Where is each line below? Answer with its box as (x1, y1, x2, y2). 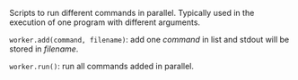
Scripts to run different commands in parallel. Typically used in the (9, 8, 255, 18)
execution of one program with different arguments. (9, 17, 200, 28)
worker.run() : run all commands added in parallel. (9, 61, 195, 71)
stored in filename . (9, 44, 79, 54)
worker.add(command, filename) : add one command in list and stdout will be (9, 35, 290, 44)
